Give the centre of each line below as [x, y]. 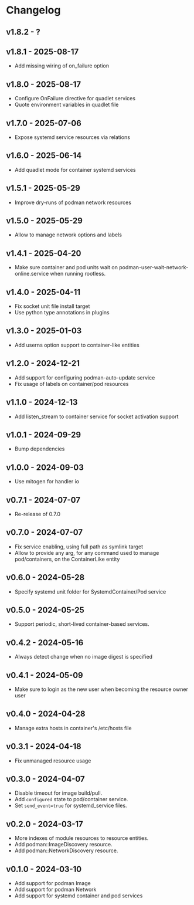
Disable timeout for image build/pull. [58, 793]
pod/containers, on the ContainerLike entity [67, 559]
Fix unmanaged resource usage [53, 761]
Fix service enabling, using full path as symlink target [79, 547]
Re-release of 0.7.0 [37, 514]
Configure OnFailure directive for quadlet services [75, 99]
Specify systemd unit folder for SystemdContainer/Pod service [90, 592]
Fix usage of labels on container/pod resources [72, 384]
